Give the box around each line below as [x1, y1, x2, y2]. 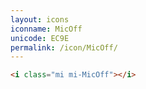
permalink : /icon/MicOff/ [10, 42, 118, 53]
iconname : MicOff [10, 24, 83, 34]
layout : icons [10, 14, 70, 25]
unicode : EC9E [10, 33, 70, 43]
